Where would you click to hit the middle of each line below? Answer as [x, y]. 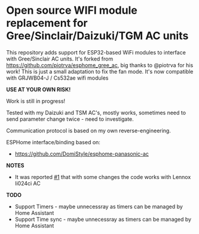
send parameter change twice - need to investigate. [70, 119]
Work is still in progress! [36, 101]
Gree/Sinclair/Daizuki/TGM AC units [97, 36]
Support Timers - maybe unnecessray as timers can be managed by [99, 206]
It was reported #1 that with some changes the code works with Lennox [103, 177]
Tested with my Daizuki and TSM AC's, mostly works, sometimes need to [96, 113]
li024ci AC [27, 183]
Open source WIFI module [72, 10]
